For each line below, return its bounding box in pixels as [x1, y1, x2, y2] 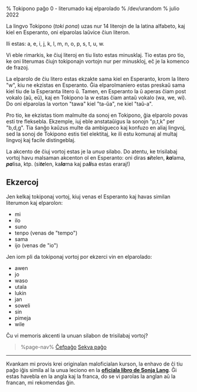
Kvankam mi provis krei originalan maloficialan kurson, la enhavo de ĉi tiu [6, 360, 183, 367]
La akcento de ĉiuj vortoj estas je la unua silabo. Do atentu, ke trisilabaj [6, 148, 178, 155]
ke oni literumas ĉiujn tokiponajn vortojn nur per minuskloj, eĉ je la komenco [6, 58, 189, 65]
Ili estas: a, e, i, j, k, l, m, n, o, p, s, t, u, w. [6, 40, 104, 47]
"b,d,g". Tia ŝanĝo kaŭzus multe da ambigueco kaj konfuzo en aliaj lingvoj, [6, 124, 186, 131]
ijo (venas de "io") [14, 242, 59, 249]
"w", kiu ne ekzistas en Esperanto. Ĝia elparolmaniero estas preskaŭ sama [6, 82, 185, 89]
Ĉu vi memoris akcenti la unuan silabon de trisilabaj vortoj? [6, 332, 148, 339]
